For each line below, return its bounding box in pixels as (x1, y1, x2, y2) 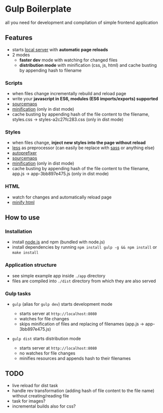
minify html (12, 199, 35, 205)
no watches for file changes (19, 350, 75, 356)
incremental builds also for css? (12, 403, 76, 409)
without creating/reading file (12, 393, 69, 398)
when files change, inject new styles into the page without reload (12, 140, 146, 146)
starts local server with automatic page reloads (12, 46, 109, 52)
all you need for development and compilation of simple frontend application (5, 20, 158, 25)
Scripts (5, 79, 23, 86)
